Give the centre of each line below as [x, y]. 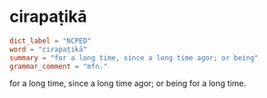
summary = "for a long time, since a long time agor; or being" [134, 58]
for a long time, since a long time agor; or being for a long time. [128, 83]
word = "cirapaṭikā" [49, 49]
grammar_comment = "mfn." [58, 66]
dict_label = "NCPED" [51, 41]
